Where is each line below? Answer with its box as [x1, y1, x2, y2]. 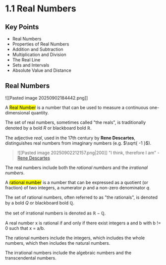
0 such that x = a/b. [5, 225, 46, 231]
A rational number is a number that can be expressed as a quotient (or [5, 179, 149, 185]
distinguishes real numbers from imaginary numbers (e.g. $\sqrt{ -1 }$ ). [5, 140, 152, 146]
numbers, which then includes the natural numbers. [5, 240, 111, 246]
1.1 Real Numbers [5, 3, 76, 14]
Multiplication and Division [12, 52, 67, 57]
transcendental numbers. [5, 255, 56, 261]
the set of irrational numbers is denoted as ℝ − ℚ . [5, 210, 106, 216]
